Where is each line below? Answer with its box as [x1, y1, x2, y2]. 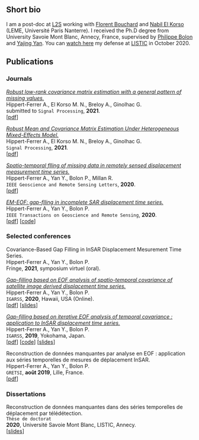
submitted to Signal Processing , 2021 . [6, 107, 101, 114]
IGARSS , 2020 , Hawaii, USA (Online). [6, 295, 95, 302]
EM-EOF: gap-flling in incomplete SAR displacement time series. [6, 199, 164, 206]
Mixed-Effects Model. [6, 131, 59, 139]
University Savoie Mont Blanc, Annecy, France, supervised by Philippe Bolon [6, 33, 193, 40]
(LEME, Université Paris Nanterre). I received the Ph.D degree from [6, 27, 169, 34]
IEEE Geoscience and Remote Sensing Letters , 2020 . [6, 181, 136, 188]
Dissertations [6, 389, 46, 398]
